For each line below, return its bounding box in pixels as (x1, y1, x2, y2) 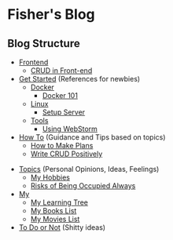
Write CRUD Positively (30, 149, 103, 158)
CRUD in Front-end (30, 66, 93, 75)
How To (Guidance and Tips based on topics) (18, 133, 166, 142)
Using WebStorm (42, 124, 98, 133)
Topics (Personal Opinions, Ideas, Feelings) (18, 165, 160, 173)
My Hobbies (30, 173, 70, 182)
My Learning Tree (30, 198, 88, 207)
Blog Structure (7, 37, 80, 50)
